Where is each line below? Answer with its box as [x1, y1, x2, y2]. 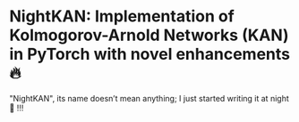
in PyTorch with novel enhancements [9, 45, 291, 64]
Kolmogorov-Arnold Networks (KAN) [9, 25, 289, 45]
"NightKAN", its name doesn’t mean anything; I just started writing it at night [9, 93, 289, 103]
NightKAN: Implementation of [9, 6, 235, 27]
